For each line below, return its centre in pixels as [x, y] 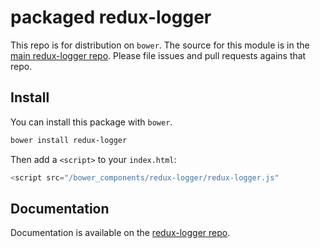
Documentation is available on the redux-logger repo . [120, 233]
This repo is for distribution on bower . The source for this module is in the [160, 45]
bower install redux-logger [69, 140]
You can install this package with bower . [91, 122]
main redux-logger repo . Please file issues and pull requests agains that [158, 55]
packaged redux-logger [111, 17]
